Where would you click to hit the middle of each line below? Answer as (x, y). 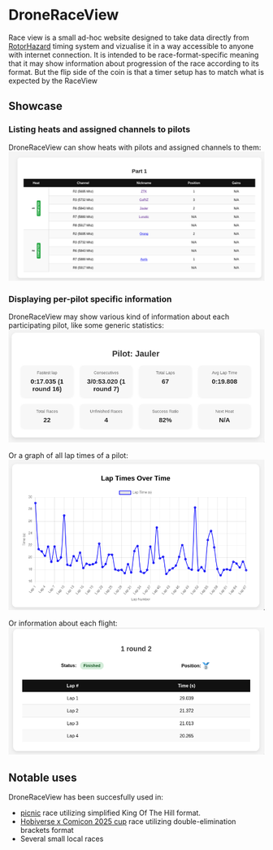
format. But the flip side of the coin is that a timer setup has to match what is (136, 72)
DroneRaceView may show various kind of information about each (119, 317)
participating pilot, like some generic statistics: (87, 325)
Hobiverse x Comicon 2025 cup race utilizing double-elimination (128, 822)
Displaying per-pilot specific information (90, 299)
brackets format (47, 830)
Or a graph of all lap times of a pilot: (68, 456)
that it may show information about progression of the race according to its (134, 63)
